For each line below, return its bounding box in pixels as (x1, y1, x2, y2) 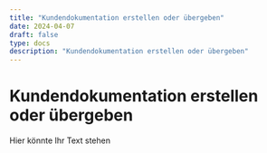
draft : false (9, 30, 59, 39)
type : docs (9, 38, 51, 48)
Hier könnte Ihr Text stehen (9, 135, 111, 146)
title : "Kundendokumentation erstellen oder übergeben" (9, 13, 224, 23)
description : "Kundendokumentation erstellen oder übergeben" (9, 47, 249, 56)
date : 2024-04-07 (9, 22, 75, 31)
